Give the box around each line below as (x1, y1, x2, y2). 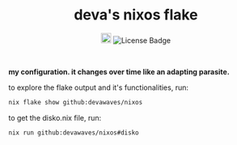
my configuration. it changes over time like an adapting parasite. (8, 66, 231, 76)
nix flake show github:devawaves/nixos (8, 98, 143, 106)
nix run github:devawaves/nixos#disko (8, 128, 139, 137)
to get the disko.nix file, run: (8, 113, 102, 122)
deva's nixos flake (74, 6, 198, 24)
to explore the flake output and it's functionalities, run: (8, 83, 188, 92)
